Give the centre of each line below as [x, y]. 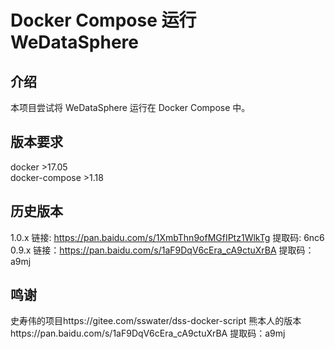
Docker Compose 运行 [103, 20]
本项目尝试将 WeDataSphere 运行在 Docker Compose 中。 [130, 107]
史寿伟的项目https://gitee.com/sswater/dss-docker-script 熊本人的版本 [156, 321]
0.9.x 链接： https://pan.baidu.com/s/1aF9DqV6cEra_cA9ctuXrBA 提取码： [162, 250]
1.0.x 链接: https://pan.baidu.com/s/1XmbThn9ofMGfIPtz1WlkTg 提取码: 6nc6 [167, 237]
